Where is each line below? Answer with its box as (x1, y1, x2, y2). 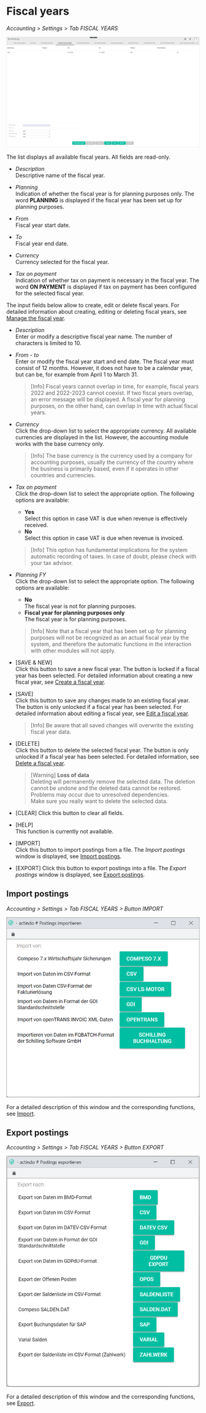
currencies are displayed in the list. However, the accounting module (15, 433, 189, 441)
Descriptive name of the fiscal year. (15, 172, 105, 179)
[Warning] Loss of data (30, 771, 90, 779)
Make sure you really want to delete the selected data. (30, 797, 168, 805)
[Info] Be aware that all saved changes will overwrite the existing (30, 721, 194, 729)
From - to (15, 351, 39, 358)
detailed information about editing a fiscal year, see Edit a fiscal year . (15, 710, 190, 717)
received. (24, 521, 48, 528)
